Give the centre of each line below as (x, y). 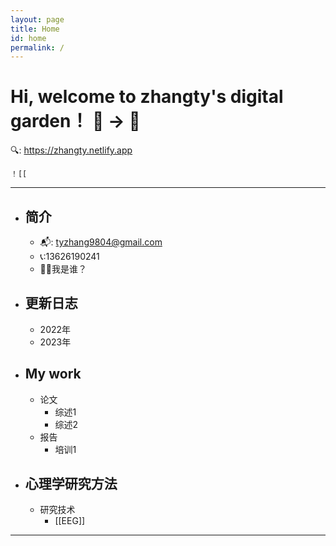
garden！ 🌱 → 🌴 (75, 121)
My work (53, 374)
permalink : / (37, 47)
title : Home (35, 29)
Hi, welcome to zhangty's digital (147, 97)
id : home (28, 38)
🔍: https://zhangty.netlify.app (71, 150)
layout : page (37, 19)
